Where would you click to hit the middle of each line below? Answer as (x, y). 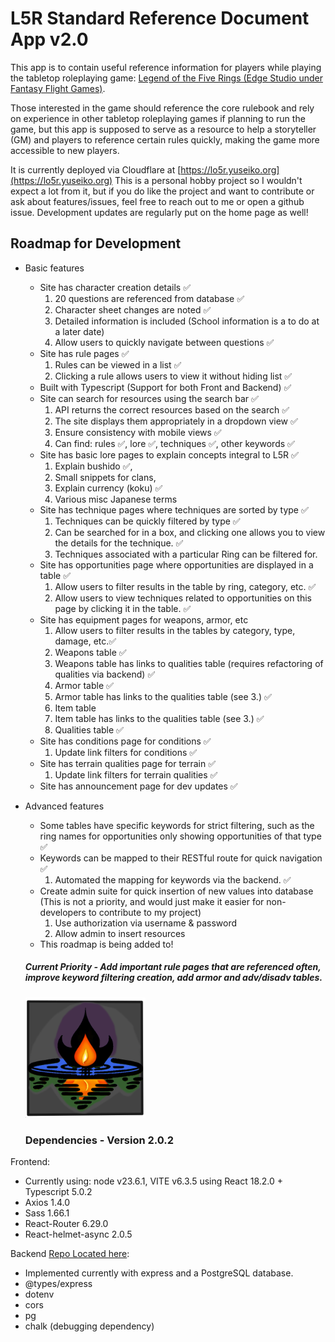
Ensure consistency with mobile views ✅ (138, 432)
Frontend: (30, 1162)
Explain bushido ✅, (93, 466)
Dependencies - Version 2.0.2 (99, 1140)
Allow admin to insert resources (120, 933)
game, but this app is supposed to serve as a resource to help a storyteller (163, 129)
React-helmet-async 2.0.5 (78, 1234)
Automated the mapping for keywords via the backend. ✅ (173, 879)
